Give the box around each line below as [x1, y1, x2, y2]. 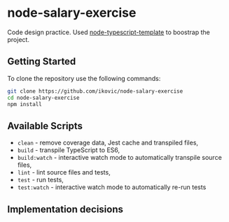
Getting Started [7, 56, 76, 68]
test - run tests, [17, 176, 64, 184]
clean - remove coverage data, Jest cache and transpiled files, [17, 138, 198, 147]
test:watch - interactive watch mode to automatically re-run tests [17, 183, 207, 191]
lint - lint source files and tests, [17, 168, 111, 177]
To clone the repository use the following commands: [7, 74, 161, 82]
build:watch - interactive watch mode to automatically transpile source [17, 154, 222, 162]
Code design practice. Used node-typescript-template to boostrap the [7, 28, 210, 36]
